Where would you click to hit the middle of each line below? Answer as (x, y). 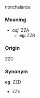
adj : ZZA (20, 30)
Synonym (16, 71)
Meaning (16, 20)
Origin (13, 48)
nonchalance (18, 7)
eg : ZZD (13, 82)
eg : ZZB (27, 36)
